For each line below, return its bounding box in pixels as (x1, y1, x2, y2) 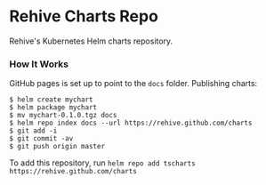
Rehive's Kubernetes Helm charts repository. (9, 36, 173, 46)
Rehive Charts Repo (9, 6, 158, 27)
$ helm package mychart (9, 103, 98, 112)
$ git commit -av (9, 134, 74, 143)
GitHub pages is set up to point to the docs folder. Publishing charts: (9, 78, 258, 89)
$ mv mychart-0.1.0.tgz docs (9, 111, 117, 120)
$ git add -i (9, 126, 58, 135)
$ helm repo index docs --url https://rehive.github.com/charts (9, 118, 253, 128)
